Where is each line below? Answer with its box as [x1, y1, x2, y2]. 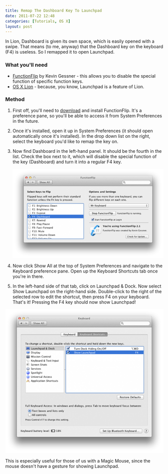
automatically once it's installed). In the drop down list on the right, [12, 133, 150, 139]
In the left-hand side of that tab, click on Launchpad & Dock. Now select [12, 283, 161, 289]
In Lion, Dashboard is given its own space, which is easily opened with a [5, 38, 154, 45]
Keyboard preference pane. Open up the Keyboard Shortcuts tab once [12, 268, 158, 274]
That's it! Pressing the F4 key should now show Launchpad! [12, 299, 136, 305]
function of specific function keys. [12, 78, 84, 84]
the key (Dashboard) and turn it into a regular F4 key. [12, 158, 122, 165]
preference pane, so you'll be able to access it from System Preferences [12, 113, 162, 119]
